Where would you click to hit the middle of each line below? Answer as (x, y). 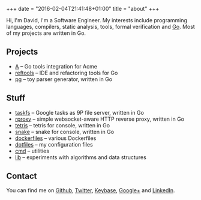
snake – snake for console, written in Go (64, 132)
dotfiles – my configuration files (54, 144)
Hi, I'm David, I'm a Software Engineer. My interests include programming (97, 20)
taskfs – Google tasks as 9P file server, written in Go (79, 112)
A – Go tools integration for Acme (56, 66)
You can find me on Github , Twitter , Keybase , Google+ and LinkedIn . (91, 190)
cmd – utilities (32, 151)
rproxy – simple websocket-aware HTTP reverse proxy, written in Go (100, 119)
